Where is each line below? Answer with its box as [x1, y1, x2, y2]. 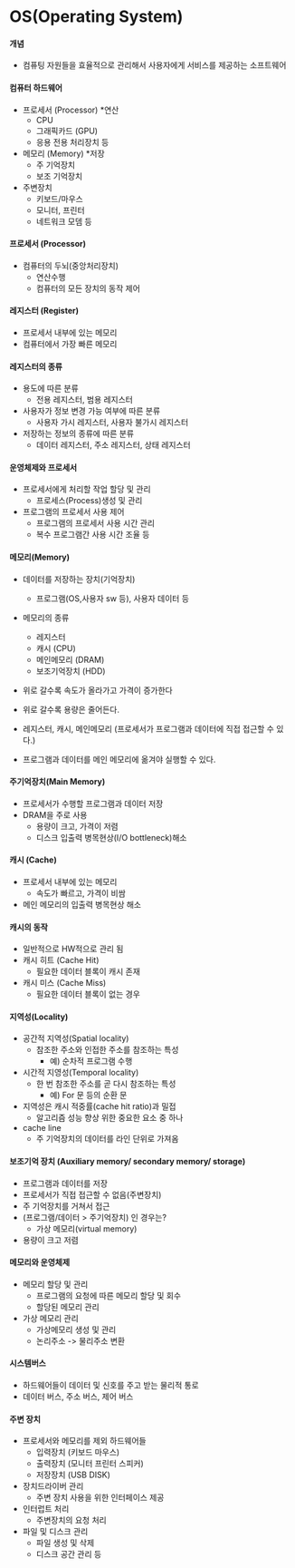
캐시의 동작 [9, 921, 48, 932]
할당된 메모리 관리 [35, 1301, 100, 1312]
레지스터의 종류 [9, 361, 63, 372]
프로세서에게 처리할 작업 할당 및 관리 [22, 483, 151, 495]
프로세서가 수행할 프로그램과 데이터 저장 [22, 798, 164, 809]
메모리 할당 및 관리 [22, 1279, 89, 1290]
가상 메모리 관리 [22, 1312, 79, 1323]
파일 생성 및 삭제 [35, 1537, 95, 1548]
